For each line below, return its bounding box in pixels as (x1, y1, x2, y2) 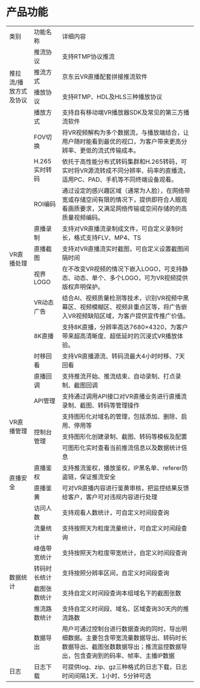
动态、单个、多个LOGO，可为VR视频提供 (74, 274, 189, 282)
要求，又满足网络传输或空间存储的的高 (80, 204, 187, 212)
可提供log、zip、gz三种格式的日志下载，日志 (62, 662, 187, 671)
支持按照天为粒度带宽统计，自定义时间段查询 (62, 548, 187, 557)
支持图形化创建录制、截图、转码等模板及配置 (62, 432, 187, 441)
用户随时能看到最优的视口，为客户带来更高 (62, 137, 182, 145)
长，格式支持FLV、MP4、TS (62, 233, 142, 241)
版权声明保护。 (62, 283, 104, 291)
